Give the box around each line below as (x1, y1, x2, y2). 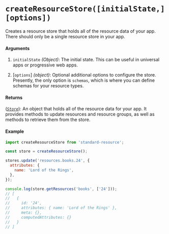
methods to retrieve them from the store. (5, 116, 91, 123)
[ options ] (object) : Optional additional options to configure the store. (12, 72, 156, 78)
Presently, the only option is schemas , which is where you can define (12, 77, 155, 83)
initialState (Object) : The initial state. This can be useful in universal (12, 57, 159, 63)
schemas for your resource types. (12, 83, 84, 89)
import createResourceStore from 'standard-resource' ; (5, 139, 124, 145)
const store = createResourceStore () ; (5, 149, 88, 154)
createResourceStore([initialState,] (5, 4, 165, 14)
